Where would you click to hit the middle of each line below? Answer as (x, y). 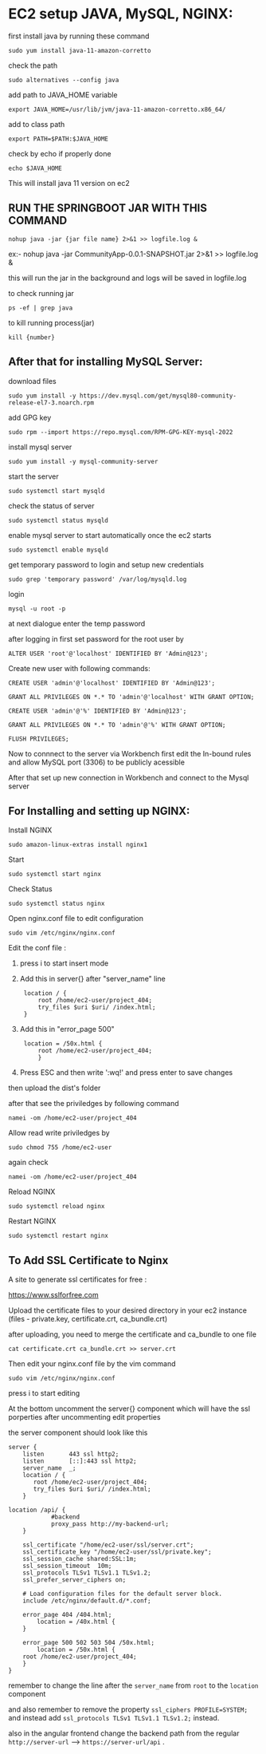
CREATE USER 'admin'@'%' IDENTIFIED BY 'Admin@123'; (98, 711)
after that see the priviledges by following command (94, 1104)
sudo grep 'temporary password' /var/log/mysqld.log (98, 579)
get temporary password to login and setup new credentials (106, 564)
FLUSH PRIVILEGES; (39, 739)
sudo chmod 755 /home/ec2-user (60, 1148)
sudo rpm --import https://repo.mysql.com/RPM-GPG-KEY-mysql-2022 (121, 432)
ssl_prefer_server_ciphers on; (74, 1580)
